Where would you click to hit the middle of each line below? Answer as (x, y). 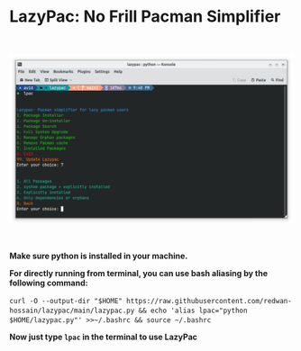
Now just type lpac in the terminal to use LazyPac (104, 337)
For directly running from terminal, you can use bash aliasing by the (139, 273)
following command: (49, 283)
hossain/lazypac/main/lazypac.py (72, 310)
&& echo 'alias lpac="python (193, 310)
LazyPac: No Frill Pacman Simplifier (145, 17)
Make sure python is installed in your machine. (99, 256)
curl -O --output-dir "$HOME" (66, 301)
